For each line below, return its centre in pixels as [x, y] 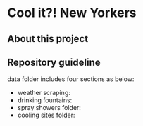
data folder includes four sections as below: [71, 79]
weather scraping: [44, 93]
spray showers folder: [49, 108]
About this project [48, 39]
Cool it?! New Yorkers [72, 13]
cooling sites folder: [46, 115]
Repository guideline [54, 62]
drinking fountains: [45, 100]
